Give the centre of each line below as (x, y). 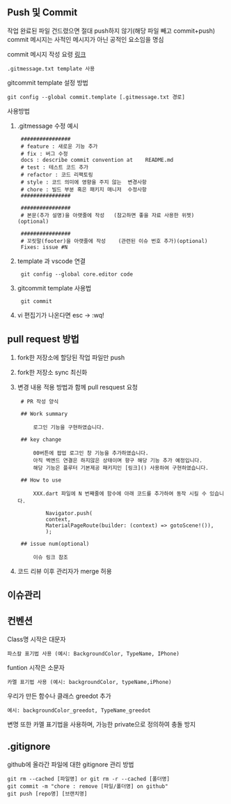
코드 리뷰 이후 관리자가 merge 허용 (65, 571)
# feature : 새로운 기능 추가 (59, 146)
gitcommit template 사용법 (54, 288)
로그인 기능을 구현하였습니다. (69, 427)
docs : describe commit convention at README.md (97, 160)
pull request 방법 (43, 340)
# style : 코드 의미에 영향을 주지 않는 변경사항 (84, 182)
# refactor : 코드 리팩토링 (57, 174)
